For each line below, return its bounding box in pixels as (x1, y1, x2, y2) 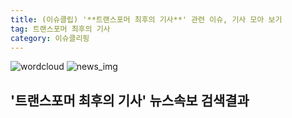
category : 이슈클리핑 (10, 33, 90, 43)
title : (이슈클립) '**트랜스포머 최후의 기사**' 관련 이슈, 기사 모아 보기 (10, 14, 283, 25)
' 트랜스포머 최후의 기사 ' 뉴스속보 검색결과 (10, 92, 250, 109)
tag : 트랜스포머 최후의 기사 (10, 24, 111, 34)
